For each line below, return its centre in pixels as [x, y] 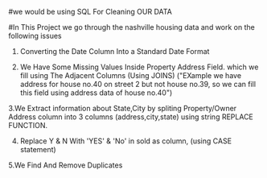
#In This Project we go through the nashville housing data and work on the [131, 27]
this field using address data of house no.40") [96, 93]
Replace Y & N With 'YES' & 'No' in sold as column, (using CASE [125, 141]
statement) [38, 149]
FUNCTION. [28, 125]
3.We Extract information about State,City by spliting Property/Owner [123, 108]
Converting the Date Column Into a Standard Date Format [115, 51]
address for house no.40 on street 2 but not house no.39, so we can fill [138, 84]
